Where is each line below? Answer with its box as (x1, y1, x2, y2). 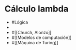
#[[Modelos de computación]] (11, 35, 72, 40)
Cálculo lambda (4, 3, 69, 14)
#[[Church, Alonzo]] (11, 29, 52, 35)
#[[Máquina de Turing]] (11, 39, 59, 45)
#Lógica (11, 19, 28, 25)
